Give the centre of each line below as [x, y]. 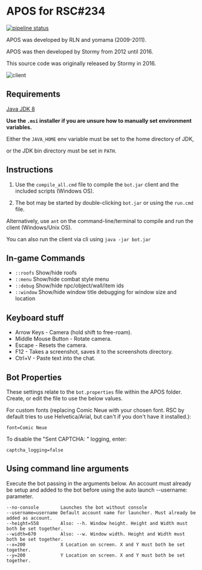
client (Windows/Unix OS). [39, 227]
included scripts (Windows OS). [54, 191]
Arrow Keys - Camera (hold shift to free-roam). [73, 332]
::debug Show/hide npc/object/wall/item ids [69, 286]
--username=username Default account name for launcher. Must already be [101, 513]
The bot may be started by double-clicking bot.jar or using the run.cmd [104, 202]
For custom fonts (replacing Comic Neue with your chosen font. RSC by [95, 410]
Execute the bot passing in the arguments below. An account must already [99, 483]
